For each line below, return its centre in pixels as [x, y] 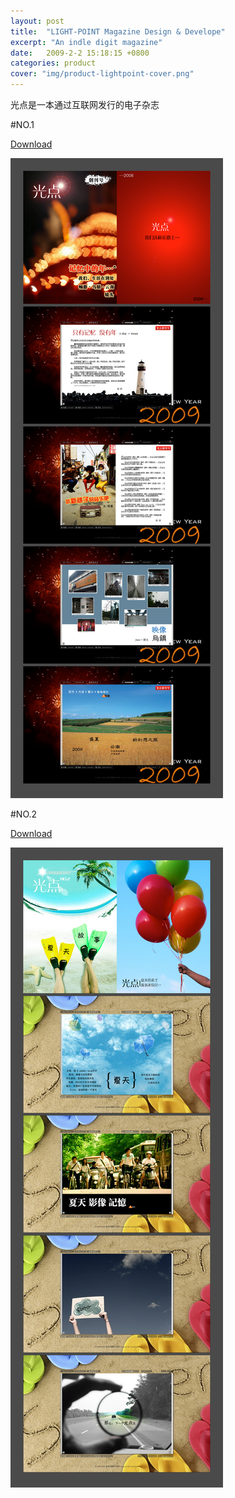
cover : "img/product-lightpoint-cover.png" [102, 74]
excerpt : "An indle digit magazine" [86, 42]
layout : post [37, 21]
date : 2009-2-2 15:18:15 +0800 [80, 53]
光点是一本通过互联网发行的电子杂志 [85, 104]
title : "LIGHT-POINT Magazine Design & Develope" [118, 31]
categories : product [53, 63]
